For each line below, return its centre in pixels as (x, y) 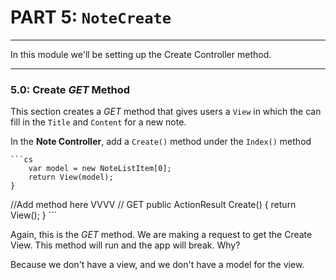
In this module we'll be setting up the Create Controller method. (141, 54)
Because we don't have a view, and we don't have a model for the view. (157, 265)
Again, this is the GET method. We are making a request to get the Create (161, 235)
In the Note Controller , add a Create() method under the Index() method (161, 142)
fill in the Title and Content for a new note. (98, 122)
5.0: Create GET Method (70, 89)
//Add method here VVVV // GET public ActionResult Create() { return (153, 205)
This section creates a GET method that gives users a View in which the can (166, 112)
